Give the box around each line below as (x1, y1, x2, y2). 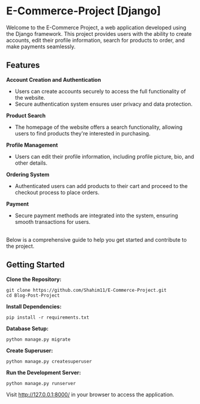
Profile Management (6, 141, 59, 149)
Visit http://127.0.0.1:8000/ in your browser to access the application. (6, 391, 174, 398)
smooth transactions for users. (14, 218, 91, 225)
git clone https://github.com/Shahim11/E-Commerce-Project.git (6, 287, 167, 293)
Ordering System (6, 171, 50, 178)
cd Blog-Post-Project (6, 292, 60, 298)
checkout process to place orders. (14, 189, 100, 196)
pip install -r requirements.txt (6, 314, 90, 320)
